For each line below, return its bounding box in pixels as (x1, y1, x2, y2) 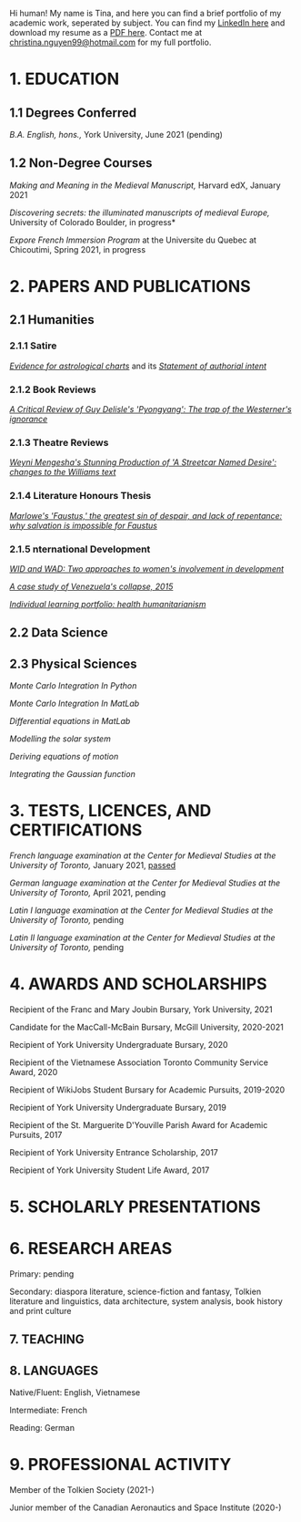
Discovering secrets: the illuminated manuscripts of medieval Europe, (9, 207, 270, 218)
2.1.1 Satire (9, 339, 57, 352)
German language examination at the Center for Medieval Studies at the (9, 877, 281, 888)
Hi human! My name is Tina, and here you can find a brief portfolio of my (9, 8, 282, 18)
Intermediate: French (9, 1404, 88, 1416)
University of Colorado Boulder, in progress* (9, 216, 176, 227)
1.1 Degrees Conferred (9, 105, 137, 120)
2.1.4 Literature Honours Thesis (9, 490, 152, 502)
